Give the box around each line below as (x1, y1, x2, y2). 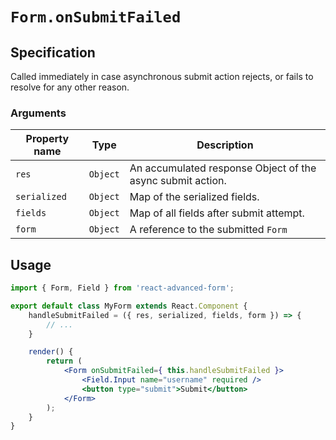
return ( (46, 356, 83, 367)
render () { (28, 347, 74, 357)
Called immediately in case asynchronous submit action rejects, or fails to (10, 71, 314, 82)
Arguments (10, 106, 67, 120)
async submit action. (129, 174, 227, 188)
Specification (10, 44, 96, 61)
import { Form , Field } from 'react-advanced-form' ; (10, 283, 235, 293)
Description (196, 138, 254, 152)
